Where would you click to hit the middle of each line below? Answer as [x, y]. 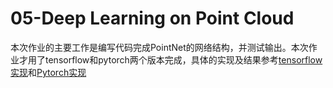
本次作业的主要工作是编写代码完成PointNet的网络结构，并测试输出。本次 [159, 47]
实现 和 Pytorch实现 [48, 72]
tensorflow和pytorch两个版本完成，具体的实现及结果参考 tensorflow [183, 59]
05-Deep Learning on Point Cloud [152, 18]
